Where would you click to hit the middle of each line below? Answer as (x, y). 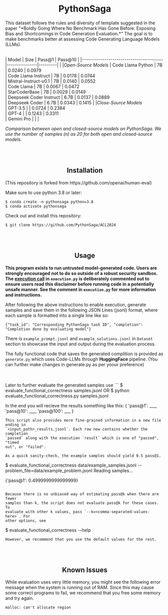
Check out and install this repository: (43, 215)
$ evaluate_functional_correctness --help (48, 530)
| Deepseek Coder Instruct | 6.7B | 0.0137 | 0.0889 (58, 97)
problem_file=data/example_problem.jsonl (49, 470)
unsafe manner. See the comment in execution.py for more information (81, 289)
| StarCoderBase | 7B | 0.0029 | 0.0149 (45, 92)
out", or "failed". (26, 447)
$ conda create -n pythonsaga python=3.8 (49, 202)
